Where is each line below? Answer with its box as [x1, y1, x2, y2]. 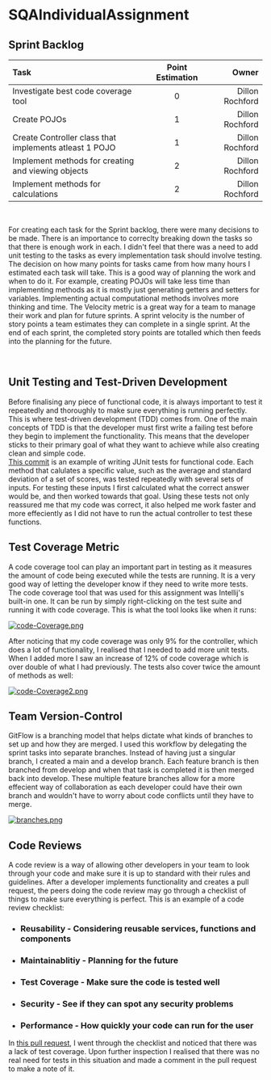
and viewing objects [12, 166, 89, 176]
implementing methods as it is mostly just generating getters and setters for [8, 285, 261, 294]
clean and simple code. [8, 448, 86, 458]
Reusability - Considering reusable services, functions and [19, 923, 256, 935]
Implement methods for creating [12, 155, 135, 166]
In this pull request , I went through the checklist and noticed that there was [8, 1038, 257, 1048]
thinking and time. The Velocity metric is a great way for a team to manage [8, 302, 256, 312]
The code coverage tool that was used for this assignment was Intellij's [8, 587, 244, 597]
